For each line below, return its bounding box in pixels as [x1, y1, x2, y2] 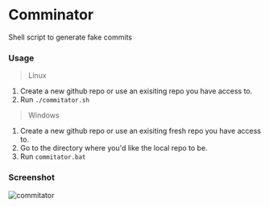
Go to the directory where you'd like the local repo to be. [19, 143, 208, 153]
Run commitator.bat [19, 151, 86, 162]
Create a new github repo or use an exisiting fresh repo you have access [19, 126, 262, 136]
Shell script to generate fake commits [8, 32, 133, 42]
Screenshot [8, 172, 55, 183]
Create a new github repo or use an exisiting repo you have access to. [19, 86, 253, 96]
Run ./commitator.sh [19, 95, 90, 105]
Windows [27, 110, 60, 120]
